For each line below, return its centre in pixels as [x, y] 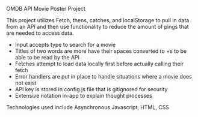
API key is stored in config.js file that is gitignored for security [91, 89]
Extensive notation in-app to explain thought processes [83, 96]
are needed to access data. [40, 33]
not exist [26, 83]
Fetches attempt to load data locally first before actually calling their [99, 64]
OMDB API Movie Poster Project [46, 9]
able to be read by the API [47, 57]
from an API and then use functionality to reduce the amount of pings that [97, 27]
